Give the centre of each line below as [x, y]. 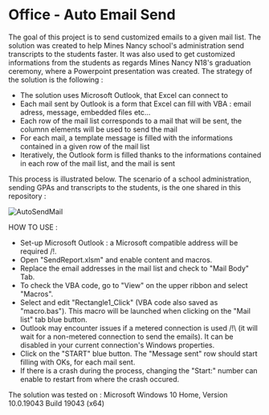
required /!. [39, 251]
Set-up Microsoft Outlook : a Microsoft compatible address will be [129, 242]
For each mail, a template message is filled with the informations [126, 137]
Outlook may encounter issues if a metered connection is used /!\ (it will [139, 328]
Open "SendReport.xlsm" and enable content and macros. [116, 259]
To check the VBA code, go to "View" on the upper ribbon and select [134, 285]
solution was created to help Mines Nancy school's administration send [126, 45]
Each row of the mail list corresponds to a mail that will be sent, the [131, 120]
